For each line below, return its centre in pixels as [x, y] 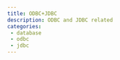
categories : [24, 26]
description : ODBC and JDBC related [60, 20]
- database [26, 33]
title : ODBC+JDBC [32, 13]
